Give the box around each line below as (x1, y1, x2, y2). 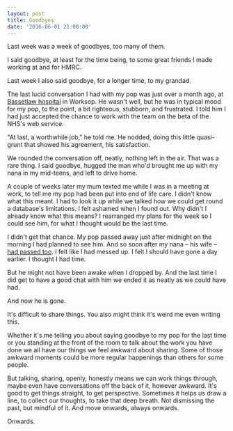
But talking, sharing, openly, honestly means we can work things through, (7, 374, 218, 383)
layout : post (7, 10, 45, 17)
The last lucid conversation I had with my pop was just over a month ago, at (7, 90, 224, 98)
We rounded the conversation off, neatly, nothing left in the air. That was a (7, 154, 219, 162)
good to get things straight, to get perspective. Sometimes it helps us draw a (7, 389, 227, 398)
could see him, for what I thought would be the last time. (7, 219, 169, 228)
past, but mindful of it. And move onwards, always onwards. (7, 404, 179, 412)
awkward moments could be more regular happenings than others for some (7, 353, 224, 362)
